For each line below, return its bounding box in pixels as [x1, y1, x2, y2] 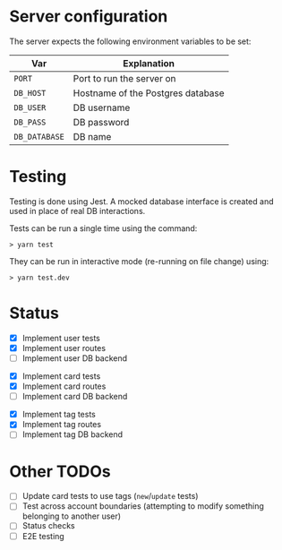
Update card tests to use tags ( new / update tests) [21, 491, 199, 502]
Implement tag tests [21, 409, 97, 420]
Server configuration [9, 6, 168, 27]
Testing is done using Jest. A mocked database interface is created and [9, 195, 274, 207]
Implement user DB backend [21, 352, 128, 364]
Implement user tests [21, 332, 101, 343]
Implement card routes [21, 381, 107, 391]
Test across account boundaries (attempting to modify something [21, 501, 264, 511]
